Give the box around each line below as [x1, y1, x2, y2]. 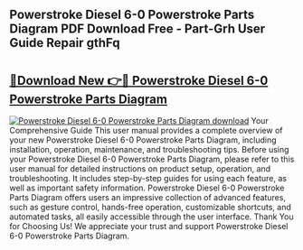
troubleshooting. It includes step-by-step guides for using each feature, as [9, 173, 288, 183]
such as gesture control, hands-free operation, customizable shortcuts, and [9, 202, 291, 212]
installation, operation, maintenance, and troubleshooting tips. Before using [9, 144, 289, 154]
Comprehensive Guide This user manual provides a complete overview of [9, 125, 283, 135]
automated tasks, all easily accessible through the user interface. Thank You [9, 211, 294, 222]
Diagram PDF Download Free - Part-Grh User [9, 22, 266, 37]
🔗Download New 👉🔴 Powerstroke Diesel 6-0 [9, 72, 269, 88]
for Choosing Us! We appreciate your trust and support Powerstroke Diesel [9, 221, 289, 231]
